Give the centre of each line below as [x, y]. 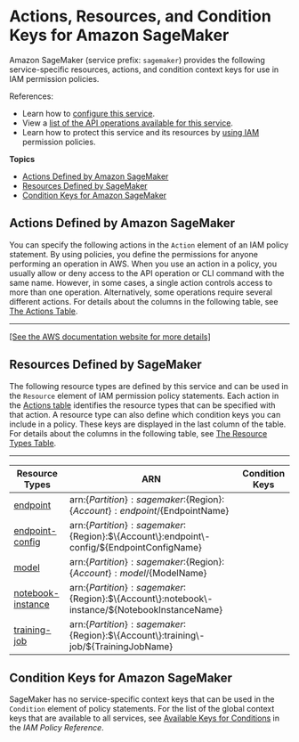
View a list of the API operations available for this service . [128, 123]
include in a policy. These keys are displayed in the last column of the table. [148, 424]
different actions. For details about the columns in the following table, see [144, 301]
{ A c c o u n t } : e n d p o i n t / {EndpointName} [149, 510]
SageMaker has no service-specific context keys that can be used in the [142, 699]
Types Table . [33, 443]
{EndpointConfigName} [154, 547]
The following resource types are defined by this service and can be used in [149, 386]
